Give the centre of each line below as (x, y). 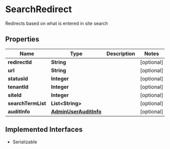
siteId (15, 95)
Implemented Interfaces (44, 129)
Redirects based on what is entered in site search (57, 23)
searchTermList (27, 103)
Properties (22, 39)
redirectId (20, 62)
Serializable (25, 142)
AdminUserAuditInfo (76, 111)
